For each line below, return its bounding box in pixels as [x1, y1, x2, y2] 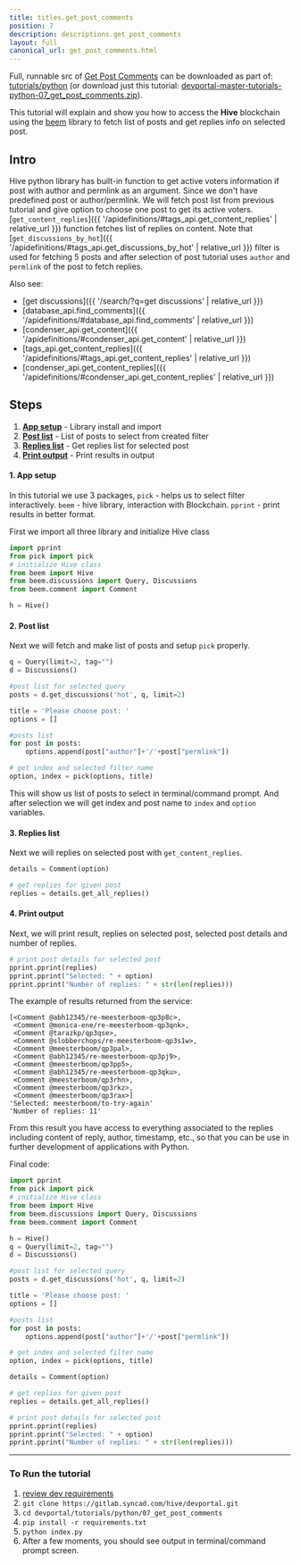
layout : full [9, 38, 58, 47]
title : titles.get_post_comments [9, 13, 134, 22]
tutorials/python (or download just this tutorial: [9, 80, 180, 91]
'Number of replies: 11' [9, 1107, 102, 1117]
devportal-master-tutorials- [181, 80, 283, 91]
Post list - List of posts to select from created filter [21, 431, 209, 441]
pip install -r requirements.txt [21, 1518, 147, 1527]
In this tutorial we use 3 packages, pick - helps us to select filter [9, 489, 246, 500]
